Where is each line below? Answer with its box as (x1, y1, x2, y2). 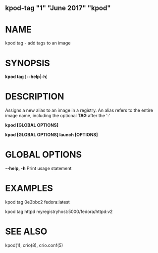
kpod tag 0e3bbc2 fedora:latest (5, 199, 70, 205)
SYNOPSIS (5, 57, 51, 69)
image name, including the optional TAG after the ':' (5, 113, 110, 119)
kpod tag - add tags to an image (5, 40, 71, 46)
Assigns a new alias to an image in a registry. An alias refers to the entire (5, 107, 154, 113)
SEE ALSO (5, 226, 48, 237)
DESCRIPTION (5, 91, 64, 102)
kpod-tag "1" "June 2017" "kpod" (5, 4, 111, 12)
